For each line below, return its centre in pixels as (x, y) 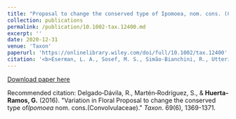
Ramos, (19, 100)
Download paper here (39, 79)
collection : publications (45, 20)
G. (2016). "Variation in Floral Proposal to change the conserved (124, 100)
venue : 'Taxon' (29, 46)
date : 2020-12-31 (33, 40)
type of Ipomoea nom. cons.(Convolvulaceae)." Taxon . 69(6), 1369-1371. (112, 107)
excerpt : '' (25, 33)
